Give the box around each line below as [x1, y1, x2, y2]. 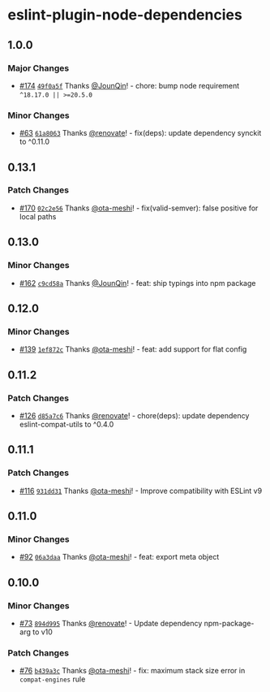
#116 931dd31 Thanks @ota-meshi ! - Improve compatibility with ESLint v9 [19, 486, 263, 495]
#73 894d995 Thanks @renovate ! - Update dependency [19, 618, 203, 628]
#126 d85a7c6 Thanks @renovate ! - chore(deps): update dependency [19, 410, 250, 420]
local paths [19, 211, 57, 221]
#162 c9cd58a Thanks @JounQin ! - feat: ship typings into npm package [19, 278, 256, 288]
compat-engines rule [19, 674, 86, 684]
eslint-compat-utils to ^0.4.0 [19, 419, 114, 429]
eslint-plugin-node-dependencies [7, 6, 242, 24]
